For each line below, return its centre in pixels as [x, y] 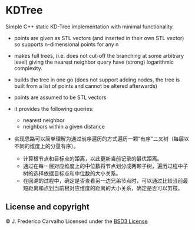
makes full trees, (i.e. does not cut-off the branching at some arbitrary [99, 55]
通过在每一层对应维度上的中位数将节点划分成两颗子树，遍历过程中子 [105, 166]
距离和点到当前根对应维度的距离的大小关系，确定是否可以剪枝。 [105, 188]
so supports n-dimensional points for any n [66, 44]
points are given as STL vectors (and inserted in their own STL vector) [99, 38]
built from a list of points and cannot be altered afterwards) [85, 86]
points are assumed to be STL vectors [60, 97]
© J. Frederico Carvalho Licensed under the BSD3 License [77, 221]
